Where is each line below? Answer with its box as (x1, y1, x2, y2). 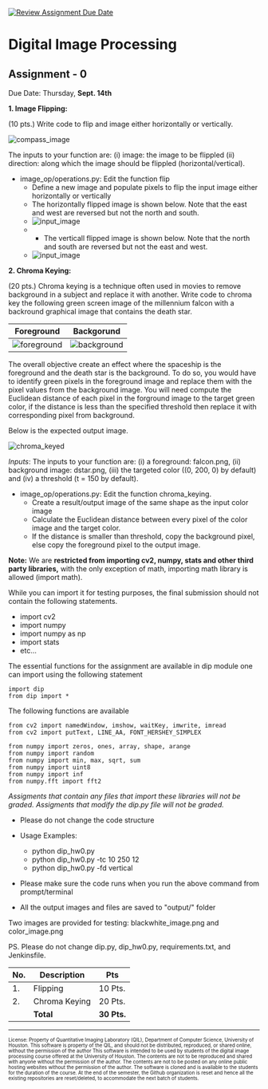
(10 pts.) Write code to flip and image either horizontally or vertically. (8, 120, 234, 128)
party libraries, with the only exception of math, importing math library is (8, 564, 249, 574)
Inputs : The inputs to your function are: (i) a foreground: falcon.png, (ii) (8, 457, 242, 466)
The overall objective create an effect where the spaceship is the (8, 360, 222, 369)
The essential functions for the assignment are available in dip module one (8, 661, 253, 670)
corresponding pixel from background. (8, 411, 136, 420)
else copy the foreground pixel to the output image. (31, 540, 201, 550)
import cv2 (19, 612, 56, 621)
